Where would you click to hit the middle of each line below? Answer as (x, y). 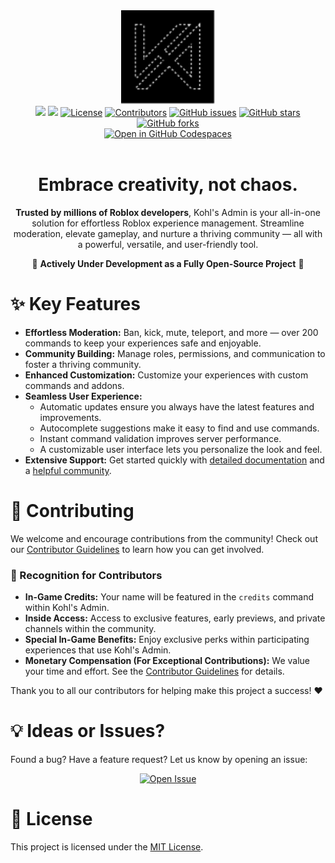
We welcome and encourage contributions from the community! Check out (164, 538)
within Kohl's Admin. (67, 608)
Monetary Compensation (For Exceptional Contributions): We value (167, 661)
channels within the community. (90, 629)
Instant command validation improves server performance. (160, 438)
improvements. (70, 417)
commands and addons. (74, 385)
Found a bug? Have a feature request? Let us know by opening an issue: (159, 760)
